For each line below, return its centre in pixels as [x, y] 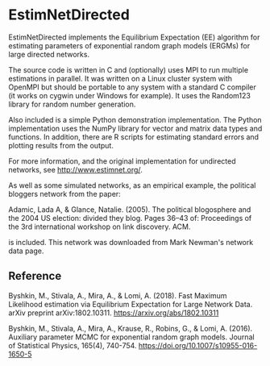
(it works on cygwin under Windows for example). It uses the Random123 [130, 95]
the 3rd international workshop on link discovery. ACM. [100, 227]
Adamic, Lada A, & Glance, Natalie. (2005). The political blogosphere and [130, 209]
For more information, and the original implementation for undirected [122, 161]
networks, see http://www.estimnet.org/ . [75, 169]
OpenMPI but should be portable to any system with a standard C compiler [132, 87]
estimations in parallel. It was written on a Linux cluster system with [120, 78]
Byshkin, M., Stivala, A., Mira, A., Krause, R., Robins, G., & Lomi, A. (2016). [131, 328]
